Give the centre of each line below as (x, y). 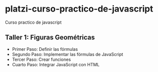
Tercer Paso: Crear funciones (41, 59)
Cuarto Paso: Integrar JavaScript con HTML (56, 64)
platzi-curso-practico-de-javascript (79, 9)
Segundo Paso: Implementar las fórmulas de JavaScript (68, 54)
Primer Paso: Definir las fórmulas (45, 49)
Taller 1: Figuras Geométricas (50, 37)
